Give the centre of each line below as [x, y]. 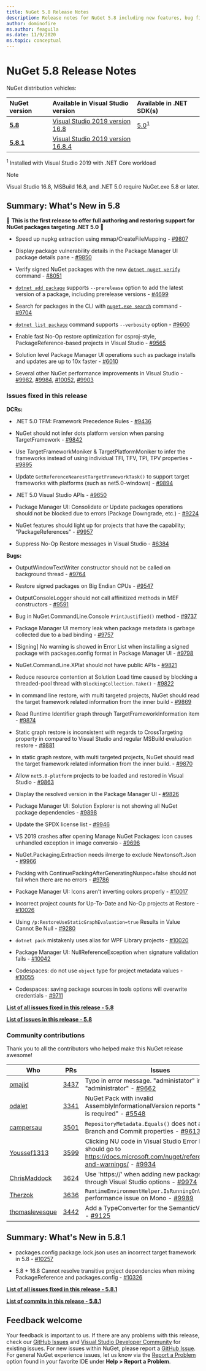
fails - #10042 [33, 958]
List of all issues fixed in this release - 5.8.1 [62, 1289]
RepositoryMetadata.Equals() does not [141, 1123]
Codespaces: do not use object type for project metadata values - [99, 971]
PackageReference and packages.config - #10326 [79, 1277]
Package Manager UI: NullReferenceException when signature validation [107, 952]
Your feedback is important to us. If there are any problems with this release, [103, 1335]
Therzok [21, 1195]
